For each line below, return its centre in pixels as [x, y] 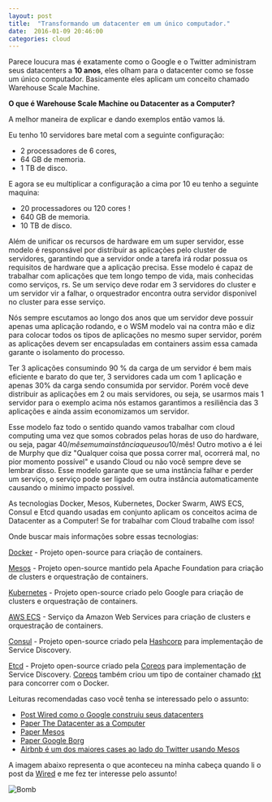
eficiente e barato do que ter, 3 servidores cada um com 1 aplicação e [125, 377]
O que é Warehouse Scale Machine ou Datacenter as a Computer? [122, 103]
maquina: [24, 193]
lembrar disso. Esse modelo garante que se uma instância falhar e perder [131, 471]
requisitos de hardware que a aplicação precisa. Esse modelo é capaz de [131, 267]
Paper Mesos [42, 732]
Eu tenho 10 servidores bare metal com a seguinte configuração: [117, 135]
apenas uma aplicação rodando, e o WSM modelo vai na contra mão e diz [132, 326]
